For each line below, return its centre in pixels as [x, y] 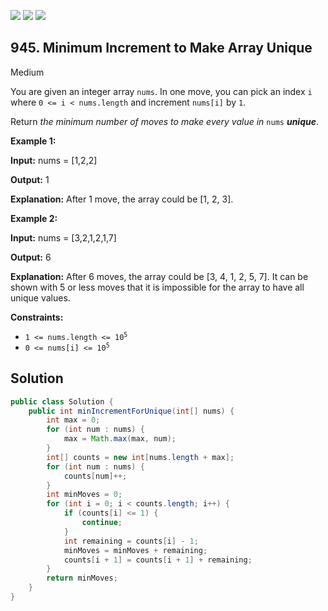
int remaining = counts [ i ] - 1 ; [131, 541]
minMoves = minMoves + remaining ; [135, 550]
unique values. [40, 297]
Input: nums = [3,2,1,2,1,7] [63, 237]
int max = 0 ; [73, 420]
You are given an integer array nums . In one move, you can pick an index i [161, 91]
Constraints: [37, 317]
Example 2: [34, 218]
